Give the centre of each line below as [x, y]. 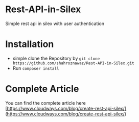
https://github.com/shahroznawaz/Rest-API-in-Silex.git [73, 63]
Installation [30, 44]
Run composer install [36, 68]
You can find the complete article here [45, 103]
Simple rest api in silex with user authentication [55, 23]
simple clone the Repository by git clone [56, 58]
